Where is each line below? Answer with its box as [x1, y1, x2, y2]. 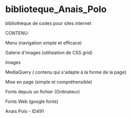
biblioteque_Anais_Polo [5, 4, 107, 15]
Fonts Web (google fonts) [5, 98, 58, 104]
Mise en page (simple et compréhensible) [5, 79, 92, 85]
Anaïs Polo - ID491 [5, 108, 44, 114]
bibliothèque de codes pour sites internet [5, 20, 91, 26]
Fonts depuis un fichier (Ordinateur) [5, 88, 80, 94]
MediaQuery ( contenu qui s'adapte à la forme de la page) [5, 69, 127, 75]
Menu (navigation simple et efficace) [5, 39, 82, 46]
